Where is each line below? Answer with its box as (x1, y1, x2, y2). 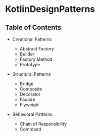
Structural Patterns (12, 71, 51, 77)
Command (19, 126, 41, 132)
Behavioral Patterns (12, 111, 53, 117)
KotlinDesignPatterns (5, 3, 95, 15)
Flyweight (19, 102, 40, 107)
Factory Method (19, 56, 53, 62)
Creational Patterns (12, 36, 52, 42)
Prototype (19, 62, 41, 67)
